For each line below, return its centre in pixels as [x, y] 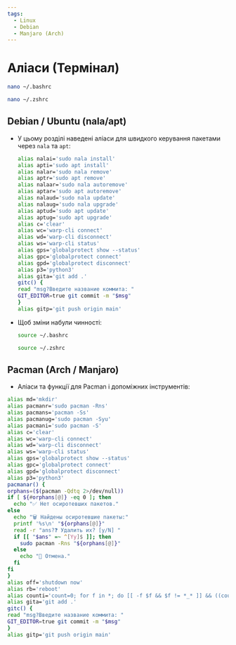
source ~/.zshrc [41, 348]
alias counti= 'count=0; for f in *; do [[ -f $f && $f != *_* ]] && [110, 595]
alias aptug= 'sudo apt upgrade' [65, 217]
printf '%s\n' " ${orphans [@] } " [59, 523]
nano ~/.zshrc [28, 100]
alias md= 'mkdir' [33, 400]
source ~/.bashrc [43, 335]
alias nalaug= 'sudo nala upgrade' [68, 204]
